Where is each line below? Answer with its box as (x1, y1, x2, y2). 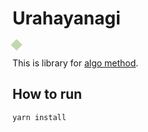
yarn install (12, 112, 67, 122)
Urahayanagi (12, 7, 121, 30)
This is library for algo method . (12, 57, 139, 69)
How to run (12, 86, 83, 103)
